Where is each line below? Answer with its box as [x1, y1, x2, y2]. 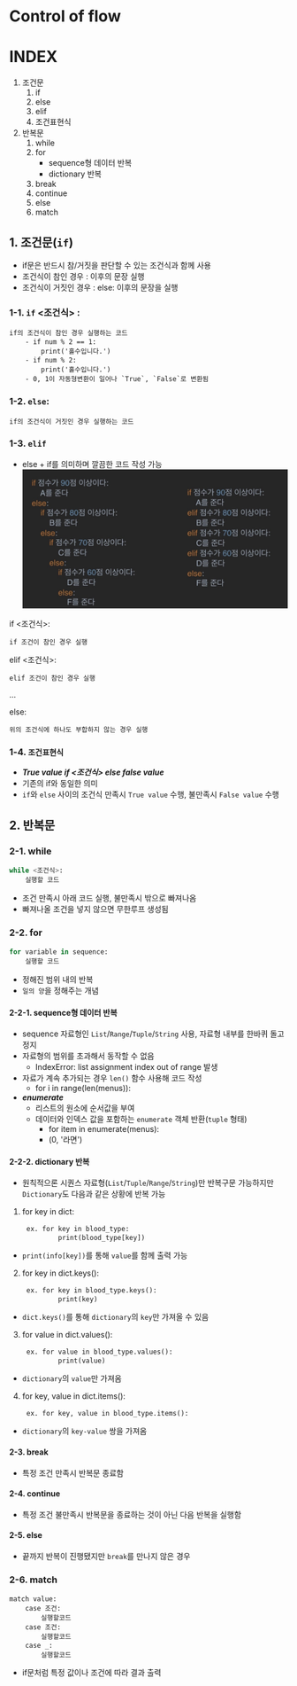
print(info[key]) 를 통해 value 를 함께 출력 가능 [21, 1250, 188, 1261]
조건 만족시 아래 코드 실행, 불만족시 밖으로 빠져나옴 [21, 893, 197, 903]
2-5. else [9, 1530, 42, 1541]
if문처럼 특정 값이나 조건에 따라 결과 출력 [21, 1667, 162, 1678]
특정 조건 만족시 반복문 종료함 [21, 1467, 124, 1478]
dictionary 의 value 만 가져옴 [21, 1373, 122, 1384]
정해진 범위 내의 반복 [21, 973, 94, 985]
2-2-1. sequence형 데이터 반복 [9, 1007, 118, 1018]
